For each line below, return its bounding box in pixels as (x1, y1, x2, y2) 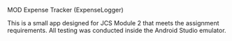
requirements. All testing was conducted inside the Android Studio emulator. (7, 27, 226, 34)
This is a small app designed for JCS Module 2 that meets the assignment (7, 19, 219, 27)
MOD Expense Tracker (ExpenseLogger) (7, 6, 124, 14)
